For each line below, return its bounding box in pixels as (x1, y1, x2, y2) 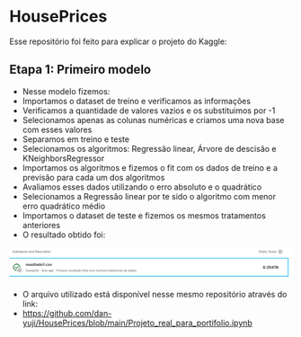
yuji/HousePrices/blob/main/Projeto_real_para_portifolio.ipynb (22, 317, 253, 329)
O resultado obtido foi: (22, 229, 106, 240)
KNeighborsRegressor (22, 153, 105, 164)
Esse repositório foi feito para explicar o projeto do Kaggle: (9, 36, 227, 47)
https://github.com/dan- (22, 308, 112, 319)
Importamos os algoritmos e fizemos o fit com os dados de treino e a (22, 162, 279, 173)
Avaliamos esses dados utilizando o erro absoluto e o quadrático (22, 182, 262, 192)
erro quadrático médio (22, 200, 106, 211)
